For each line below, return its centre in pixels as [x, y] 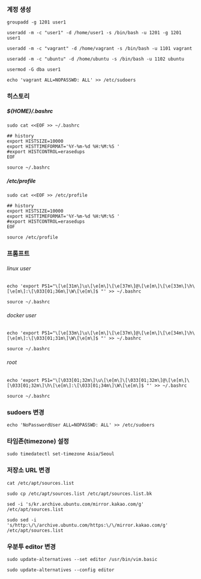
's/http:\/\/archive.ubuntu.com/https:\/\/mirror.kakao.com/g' [88, 525]
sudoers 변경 [25, 412]
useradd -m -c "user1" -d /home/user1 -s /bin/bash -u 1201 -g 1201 [94, 33]
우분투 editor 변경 [31, 547]
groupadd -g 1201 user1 [37, 22]
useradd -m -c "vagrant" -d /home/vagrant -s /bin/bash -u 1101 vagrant [100, 49]
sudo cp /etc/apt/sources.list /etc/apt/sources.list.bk [79, 494]
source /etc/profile [33, 238]
